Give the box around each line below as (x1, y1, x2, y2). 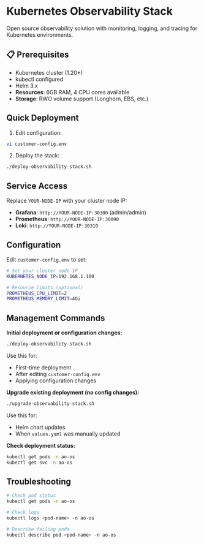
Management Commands (6, 312, 105, 323)
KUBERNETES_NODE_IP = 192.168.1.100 (6, 273, 95, 279)
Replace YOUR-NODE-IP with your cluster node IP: (6, 197, 127, 205)
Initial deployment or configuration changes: (6, 329, 123, 336)
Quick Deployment (6, 113, 79, 123)
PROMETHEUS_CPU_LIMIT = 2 (6, 290, 67, 297)
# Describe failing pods (6, 526, 70, 532)
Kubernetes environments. (6, 31, 74, 38)
